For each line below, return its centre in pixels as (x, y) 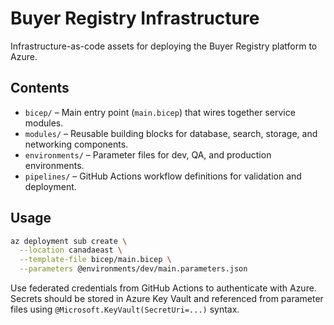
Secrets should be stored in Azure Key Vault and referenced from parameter (167, 299)
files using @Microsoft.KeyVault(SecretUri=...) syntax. (125, 309)
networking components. (76, 144)
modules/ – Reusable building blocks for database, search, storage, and (171, 133)
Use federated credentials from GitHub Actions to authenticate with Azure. (163, 288)
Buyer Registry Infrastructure (135, 18)
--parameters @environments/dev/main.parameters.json (133, 269)
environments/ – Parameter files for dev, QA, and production (148, 154)
